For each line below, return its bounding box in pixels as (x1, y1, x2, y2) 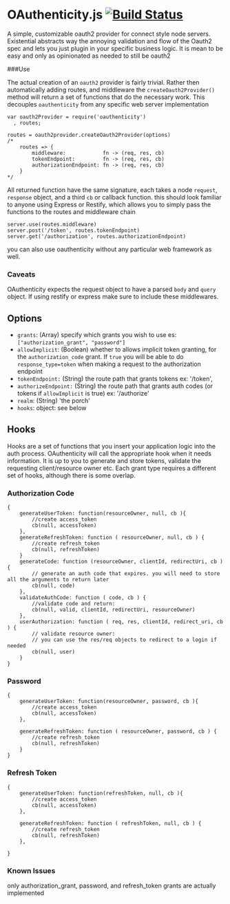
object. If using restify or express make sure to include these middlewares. (7, 292, 219, 301)
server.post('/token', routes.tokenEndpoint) (7, 227, 140, 234)
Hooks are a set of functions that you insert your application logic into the (7, 442, 216, 450)
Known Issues (7, 865, 56, 875)
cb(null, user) (32, 649, 76, 656)
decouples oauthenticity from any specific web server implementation (7, 100, 209, 108)
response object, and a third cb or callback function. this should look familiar (7, 193, 222, 201)
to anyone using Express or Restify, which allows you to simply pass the (7, 200, 211, 208)
